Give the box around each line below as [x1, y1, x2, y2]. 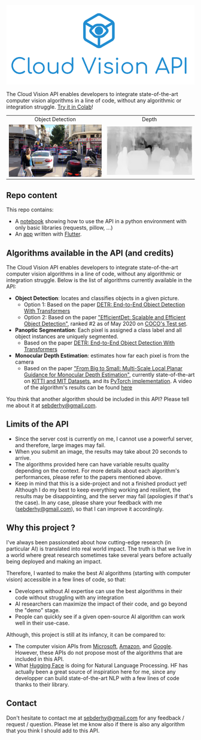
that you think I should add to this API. [6, 727, 100, 734]
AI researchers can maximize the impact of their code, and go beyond [14, 600, 187, 607]
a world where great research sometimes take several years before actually [6, 551, 193, 559]
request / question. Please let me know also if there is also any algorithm [6, 720, 185, 727]
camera [14, 358, 34, 365]
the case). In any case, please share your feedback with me [14, 499, 163, 506]
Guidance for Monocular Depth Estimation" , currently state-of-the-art [23, 371, 195, 379]
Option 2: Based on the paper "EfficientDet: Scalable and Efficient [23, 314, 186, 321]
